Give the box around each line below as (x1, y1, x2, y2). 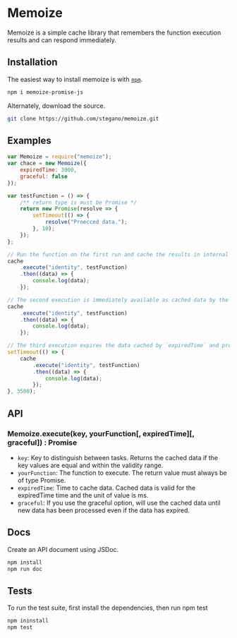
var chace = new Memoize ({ (7, 160, 87, 167)
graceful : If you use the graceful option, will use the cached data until (17, 498, 221, 507)
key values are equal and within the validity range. (17, 461, 164, 469)
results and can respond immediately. (7, 35, 116, 44)
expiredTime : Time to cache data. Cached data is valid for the (17, 483, 196, 492)
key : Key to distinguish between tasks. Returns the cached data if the (17, 453, 219, 462)
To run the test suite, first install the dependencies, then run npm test (7, 603, 208, 612)
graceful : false (20, 173, 68, 180)
